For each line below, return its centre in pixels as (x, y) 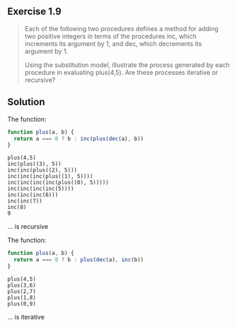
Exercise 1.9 (34, 12)
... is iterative (26, 316)
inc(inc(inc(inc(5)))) (41, 189)
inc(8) (17, 208)
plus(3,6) (22, 285)
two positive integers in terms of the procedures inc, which (110, 36)
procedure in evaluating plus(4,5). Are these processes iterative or (121, 72)
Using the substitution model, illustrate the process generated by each (127, 65)
